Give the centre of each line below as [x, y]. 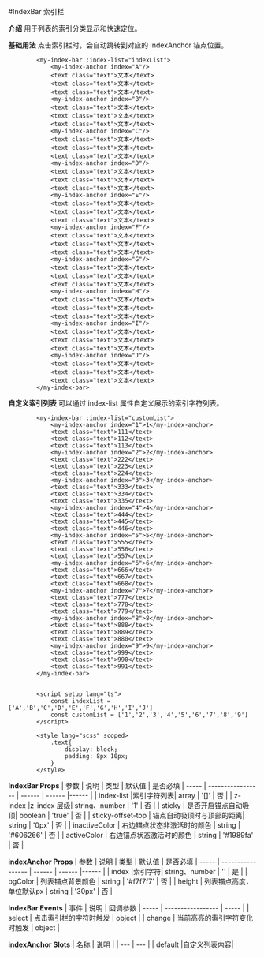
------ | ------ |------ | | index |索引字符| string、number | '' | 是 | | [141, 871]
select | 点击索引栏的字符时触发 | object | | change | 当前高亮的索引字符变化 [131, 918]
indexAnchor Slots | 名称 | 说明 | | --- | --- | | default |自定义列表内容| [121, 944]
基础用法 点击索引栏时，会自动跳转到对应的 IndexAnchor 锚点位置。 [118, 45]
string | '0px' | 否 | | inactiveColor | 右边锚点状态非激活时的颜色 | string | [125, 825]
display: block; [91, 750]
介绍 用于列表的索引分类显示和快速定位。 [75, 28]
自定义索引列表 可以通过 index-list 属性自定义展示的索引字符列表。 [116, 403]
